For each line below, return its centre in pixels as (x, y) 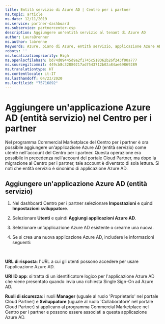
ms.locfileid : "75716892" (31, 83)
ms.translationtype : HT (29, 70)
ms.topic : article (24, 14)
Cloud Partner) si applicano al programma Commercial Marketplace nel (77, 307)
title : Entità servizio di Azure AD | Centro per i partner (68, 10)
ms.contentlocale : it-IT (30, 74)
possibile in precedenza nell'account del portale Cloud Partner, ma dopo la (81, 158)
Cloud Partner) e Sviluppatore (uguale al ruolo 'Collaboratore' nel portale (79, 302)
